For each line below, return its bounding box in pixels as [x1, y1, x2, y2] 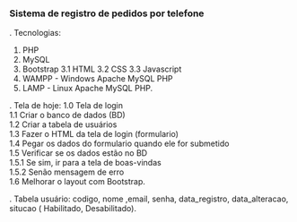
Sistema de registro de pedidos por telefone [9, 7, 205, 20]
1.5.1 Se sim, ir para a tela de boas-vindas [9, 158, 162, 168]
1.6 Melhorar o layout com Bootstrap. [9, 176, 146, 187]
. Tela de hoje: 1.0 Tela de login [9, 100, 124, 111]
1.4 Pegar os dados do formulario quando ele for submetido [9, 138, 230, 149]
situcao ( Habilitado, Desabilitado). [9, 203, 137, 214]
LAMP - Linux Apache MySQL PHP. [22, 83, 153, 94]
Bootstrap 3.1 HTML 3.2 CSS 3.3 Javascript [22, 64, 182, 74]
